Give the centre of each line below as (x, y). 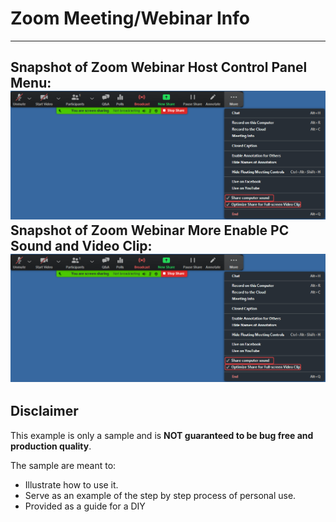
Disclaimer (44, 411)
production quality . (51, 446)
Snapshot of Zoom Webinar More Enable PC (150, 230)
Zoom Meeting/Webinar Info (130, 18)
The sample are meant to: (63, 465)
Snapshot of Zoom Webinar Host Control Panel (159, 67)
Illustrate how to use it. (71, 484)
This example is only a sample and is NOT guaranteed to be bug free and (162, 435)
